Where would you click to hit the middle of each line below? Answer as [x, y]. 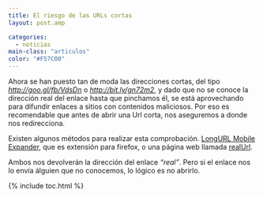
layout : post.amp [37, 23]
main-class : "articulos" [49, 52]
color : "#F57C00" [37, 59]
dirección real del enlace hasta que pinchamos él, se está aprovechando [126, 98]
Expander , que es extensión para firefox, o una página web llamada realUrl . [130, 147]
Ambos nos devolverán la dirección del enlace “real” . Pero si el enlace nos [130, 162]
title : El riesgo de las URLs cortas [70, 15]
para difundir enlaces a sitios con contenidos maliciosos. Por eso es [119, 106]
